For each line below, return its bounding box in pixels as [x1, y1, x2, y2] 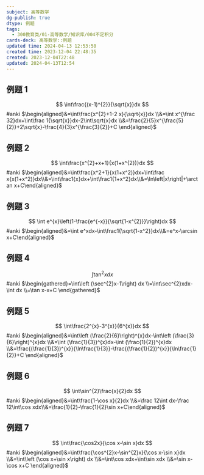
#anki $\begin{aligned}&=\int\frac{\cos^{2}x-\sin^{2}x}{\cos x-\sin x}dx [6, 449, 186, 456]
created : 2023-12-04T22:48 [6, 54, 75, 61]
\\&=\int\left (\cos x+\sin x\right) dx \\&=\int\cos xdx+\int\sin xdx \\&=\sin [6, 455, 186, 462]
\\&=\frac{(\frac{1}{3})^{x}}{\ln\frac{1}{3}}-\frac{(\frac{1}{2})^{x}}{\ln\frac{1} [6, 345, 197, 352]
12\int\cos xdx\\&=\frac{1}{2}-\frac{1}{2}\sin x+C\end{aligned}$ [6, 403, 166, 411]
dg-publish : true [6, 15, 51, 21]
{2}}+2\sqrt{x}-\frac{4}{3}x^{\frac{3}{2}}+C [6, 123, 118, 131]
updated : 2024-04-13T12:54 [6, 60, 75, 66]
